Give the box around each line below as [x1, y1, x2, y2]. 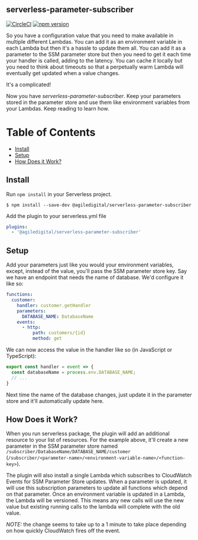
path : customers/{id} [32, 330, 86, 336]
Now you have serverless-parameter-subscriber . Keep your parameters [6, 92, 181, 99]
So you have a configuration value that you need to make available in [6, 32, 174, 39]
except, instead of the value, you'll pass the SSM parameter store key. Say [6, 268, 187, 275]
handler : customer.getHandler [17, 302, 92, 308]
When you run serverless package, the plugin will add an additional [6, 430, 170, 437]
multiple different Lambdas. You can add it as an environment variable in [6, 38, 182, 45]
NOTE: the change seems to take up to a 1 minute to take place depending [6, 521, 187, 528]
